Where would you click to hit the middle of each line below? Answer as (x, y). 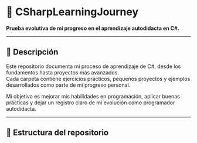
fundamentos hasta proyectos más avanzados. (62, 72)
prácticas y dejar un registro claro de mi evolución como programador (91, 103)
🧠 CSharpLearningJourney (72, 12)
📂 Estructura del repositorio (57, 133)
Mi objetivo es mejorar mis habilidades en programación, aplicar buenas (93, 96)
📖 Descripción (32, 52)
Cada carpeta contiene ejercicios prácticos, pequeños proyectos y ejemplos (98, 79)
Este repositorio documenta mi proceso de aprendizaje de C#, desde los (94, 66)
